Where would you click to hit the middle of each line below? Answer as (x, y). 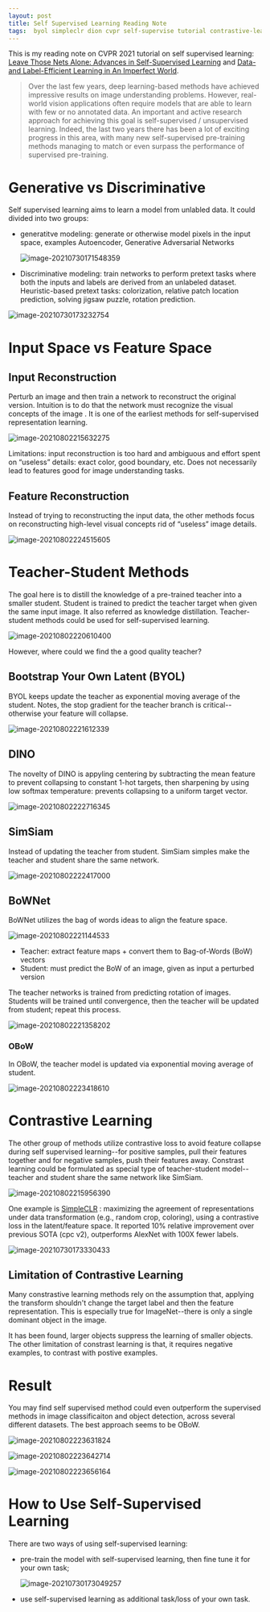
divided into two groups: (49, 218)
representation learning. (48, 422)
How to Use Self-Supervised (105, 1504)
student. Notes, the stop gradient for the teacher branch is (105, 704)
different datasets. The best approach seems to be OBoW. (104, 1425)
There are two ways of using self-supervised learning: (98, 1543)
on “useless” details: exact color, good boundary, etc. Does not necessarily (133, 462)
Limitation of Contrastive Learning (96, 1275)
